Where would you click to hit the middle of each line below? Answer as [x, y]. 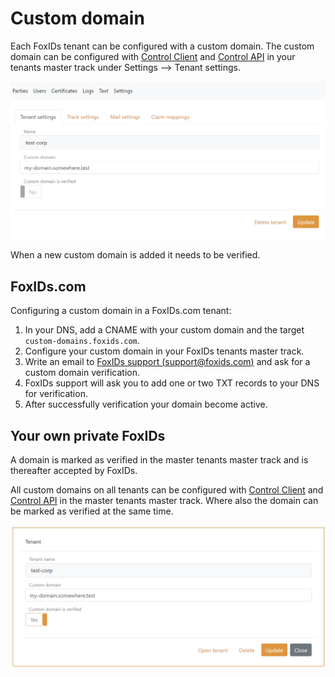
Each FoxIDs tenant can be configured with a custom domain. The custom [162, 46]
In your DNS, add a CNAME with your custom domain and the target [164, 330]
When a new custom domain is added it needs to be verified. [135, 255]
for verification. [56, 394]
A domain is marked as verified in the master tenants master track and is [159, 460]
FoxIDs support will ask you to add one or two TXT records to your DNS [172, 383]
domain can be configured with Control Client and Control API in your [153, 56]
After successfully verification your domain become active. [146, 404]
